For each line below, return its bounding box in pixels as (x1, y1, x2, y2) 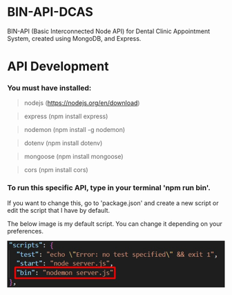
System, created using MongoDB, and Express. (7, 34, 142, 42)
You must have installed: (7, 84, 92, 93)
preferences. (7, 227, 43, 235)
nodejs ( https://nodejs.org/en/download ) (23, 99, 140, 107)
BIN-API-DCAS (7, 4, 93, 20)
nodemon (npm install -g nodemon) (23, 126, 126, 134)
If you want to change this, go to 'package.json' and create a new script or (7, 198, 219, 207)
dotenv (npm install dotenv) (23, 139, 103, 147)
